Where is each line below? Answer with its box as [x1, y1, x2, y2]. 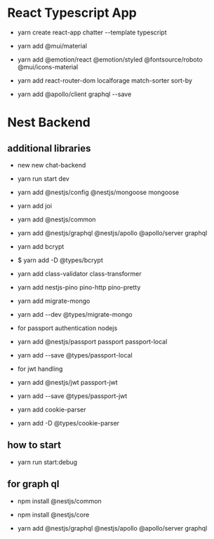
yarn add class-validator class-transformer [17, 269, 142, 278]
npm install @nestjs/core [17, 510, 90, 519]
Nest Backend [7, 114, 91, 130]
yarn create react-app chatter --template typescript [17, 28, 167, 36]
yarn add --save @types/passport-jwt [17, 391, 128, 400]
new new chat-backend [17, 161, 86, 169]
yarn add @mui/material [17, 41, 88, 50]
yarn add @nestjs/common [17, 215, 96, 224]
